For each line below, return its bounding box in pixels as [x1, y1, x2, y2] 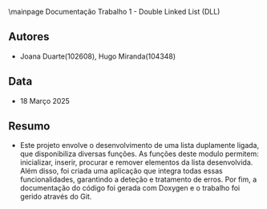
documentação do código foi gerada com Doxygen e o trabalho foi [19, 183, 241, 193]
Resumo [8, 120, 51, 133]
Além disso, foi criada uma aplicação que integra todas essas [19, 166, 223, 176]
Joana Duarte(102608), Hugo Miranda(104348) [19, 51, 176, 61]
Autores [8, 30, 50, 43]
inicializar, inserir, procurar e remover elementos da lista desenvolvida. [19, 158, 253, 167]
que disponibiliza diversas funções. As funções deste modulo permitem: [19, 149, 259, 159]
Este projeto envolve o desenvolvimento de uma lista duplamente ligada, [19, 141, 259, 150]
